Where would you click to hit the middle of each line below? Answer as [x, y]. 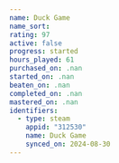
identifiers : [34, 110]
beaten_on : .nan [40, 85]
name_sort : [30, 26]
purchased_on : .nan [46, 69]
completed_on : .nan [46, 93]
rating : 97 [30, 34]
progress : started [44, 52]
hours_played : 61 [42, 60]
